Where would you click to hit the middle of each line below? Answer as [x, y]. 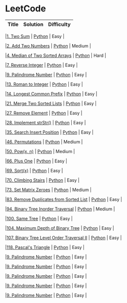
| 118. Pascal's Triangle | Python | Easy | [45, 247]
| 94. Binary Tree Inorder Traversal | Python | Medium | [60, 209]
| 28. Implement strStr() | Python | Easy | [45, 122]
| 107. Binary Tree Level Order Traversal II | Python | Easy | [63, 238]
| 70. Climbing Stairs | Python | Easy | [42, 180]
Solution [33, 24]
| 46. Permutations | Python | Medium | [44, 142]
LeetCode [25, 9]
